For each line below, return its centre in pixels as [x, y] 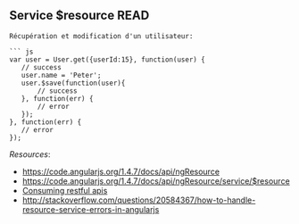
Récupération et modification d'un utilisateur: [101, 36]
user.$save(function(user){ [73, 83]
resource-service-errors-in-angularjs [91, 209]
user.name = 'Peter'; [61, 75]
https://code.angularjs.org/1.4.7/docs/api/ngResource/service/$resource [156, 181]
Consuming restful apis [65, 190]
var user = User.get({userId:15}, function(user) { [107, 59]
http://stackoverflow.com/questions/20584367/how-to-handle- [139, 200]
